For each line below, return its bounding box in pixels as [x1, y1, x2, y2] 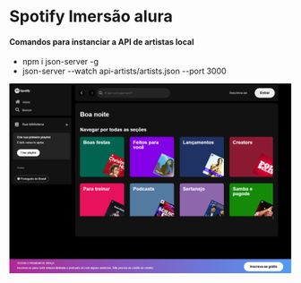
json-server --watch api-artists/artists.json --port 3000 [21, 65, 227, 77]
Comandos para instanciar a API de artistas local [9, 36, 194, 47]
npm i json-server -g [21, 56, 99, 67]
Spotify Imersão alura [9, 6, 173, 27]
